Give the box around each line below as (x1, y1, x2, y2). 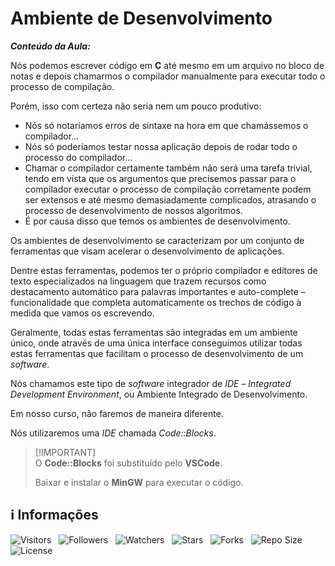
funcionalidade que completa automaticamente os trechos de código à (10, 296, 302, 308)
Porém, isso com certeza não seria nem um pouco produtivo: (10, 100, 262, 112)
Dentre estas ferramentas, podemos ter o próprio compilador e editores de (10, 264, 318, 276)
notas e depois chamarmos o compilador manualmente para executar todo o (10, 70, 326, 82)
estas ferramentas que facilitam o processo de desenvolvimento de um (10, 347, 304, 359)
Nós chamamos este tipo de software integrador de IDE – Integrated (10, 377, 292, 389)
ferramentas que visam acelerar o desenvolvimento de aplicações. (10, 245, 285, 257)
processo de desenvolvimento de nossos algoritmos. (24, 204, 243, 216)
